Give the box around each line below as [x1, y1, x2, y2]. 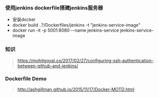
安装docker [12, 16, 36, 23]
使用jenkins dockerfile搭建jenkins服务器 [5, 4, 103, 11]
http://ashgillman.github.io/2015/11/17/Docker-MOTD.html [17, 86, 135, 92]
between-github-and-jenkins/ [17, 63, 79, 69]
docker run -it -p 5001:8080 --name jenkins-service [12, 27, 119, 33]
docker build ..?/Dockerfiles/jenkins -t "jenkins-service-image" [12, 22, 141, 28]
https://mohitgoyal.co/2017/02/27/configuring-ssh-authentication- [17, 57, 154, 63]
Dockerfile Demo [5, 75, 47, 82]
